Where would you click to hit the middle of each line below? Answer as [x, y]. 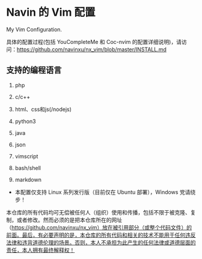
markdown [28, 179]
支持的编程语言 [34, 70]
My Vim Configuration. [34, 29]
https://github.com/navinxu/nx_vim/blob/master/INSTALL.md [92, 49]
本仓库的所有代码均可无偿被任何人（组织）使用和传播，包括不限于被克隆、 [98, 212]
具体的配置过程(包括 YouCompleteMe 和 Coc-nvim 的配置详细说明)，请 [94, 42]
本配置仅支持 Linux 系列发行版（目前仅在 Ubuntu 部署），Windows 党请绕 [105, 192]
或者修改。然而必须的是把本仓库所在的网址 [69, 220]
